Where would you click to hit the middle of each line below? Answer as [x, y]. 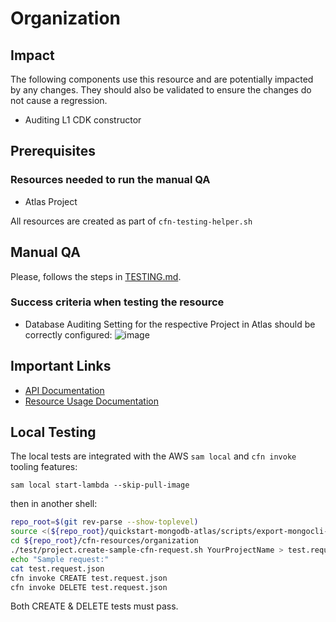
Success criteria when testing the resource [117, 302]
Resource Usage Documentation [91, 401]
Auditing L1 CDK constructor [83, 120]
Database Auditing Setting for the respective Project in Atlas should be [170, 324]
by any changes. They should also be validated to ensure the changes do [161, 90]
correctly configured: [68, 334]
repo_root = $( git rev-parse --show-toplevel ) [104, 522]
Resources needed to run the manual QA [110, 180]
